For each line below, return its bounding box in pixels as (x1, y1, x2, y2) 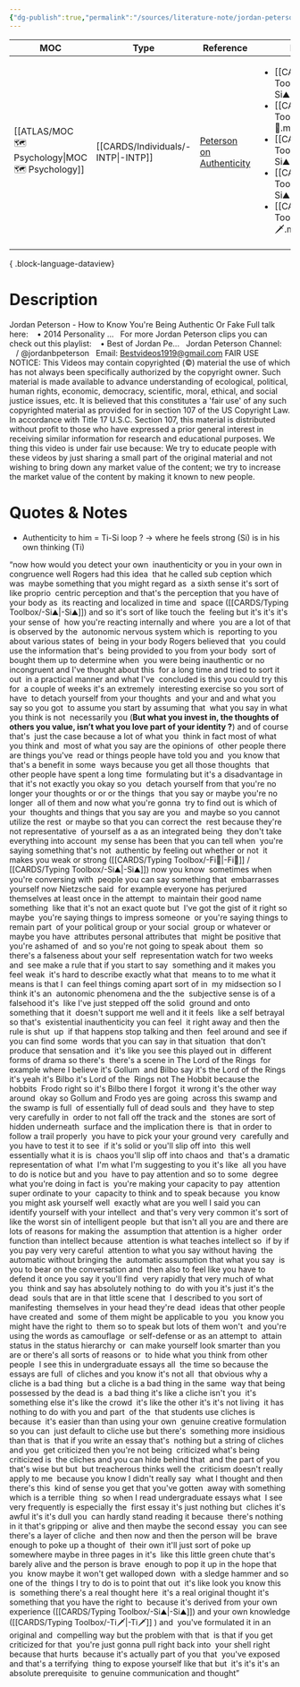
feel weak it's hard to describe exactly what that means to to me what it (9, 968, 277, 980)
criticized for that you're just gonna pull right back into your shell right (9, 1639, 271, 1649)
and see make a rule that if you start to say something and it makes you (9, 959, 277, 970)
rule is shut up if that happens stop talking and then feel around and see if (9, 1026, 287, 1036)
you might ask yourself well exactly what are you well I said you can (9, 1197, 261, 1208)
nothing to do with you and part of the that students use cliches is (9, 1406, 256, 1417)
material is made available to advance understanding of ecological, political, (9, 376, 288, 387)
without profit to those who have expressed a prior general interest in (9, 423, 264, 434)
